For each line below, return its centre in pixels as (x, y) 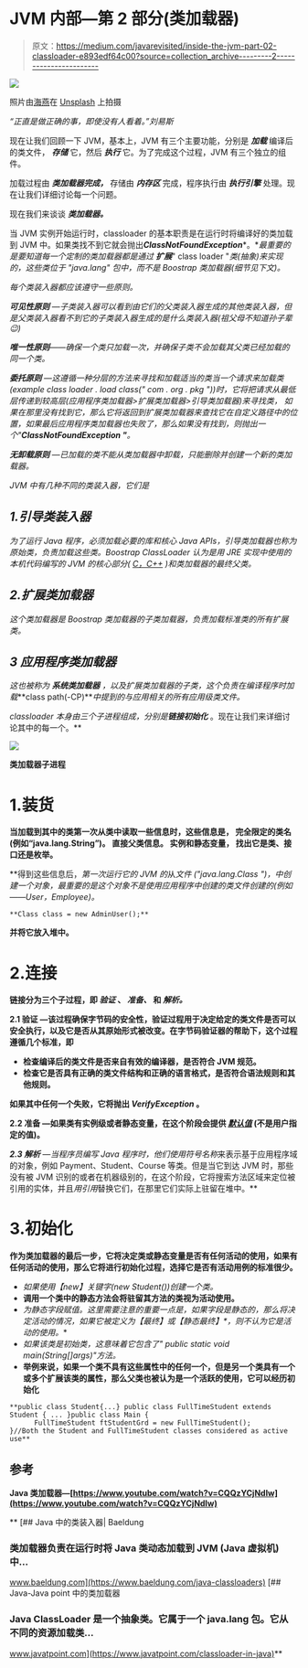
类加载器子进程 (37, 764)
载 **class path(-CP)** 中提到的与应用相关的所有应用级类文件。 (127, 697)
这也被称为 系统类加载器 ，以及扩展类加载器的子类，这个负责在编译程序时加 (152, 686)
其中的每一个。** (49, 728)
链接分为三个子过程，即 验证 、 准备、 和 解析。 (98, 1000)
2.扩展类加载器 (52, 595)
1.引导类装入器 (50, 517)
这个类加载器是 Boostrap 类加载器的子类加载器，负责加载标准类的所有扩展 (149, 619)
